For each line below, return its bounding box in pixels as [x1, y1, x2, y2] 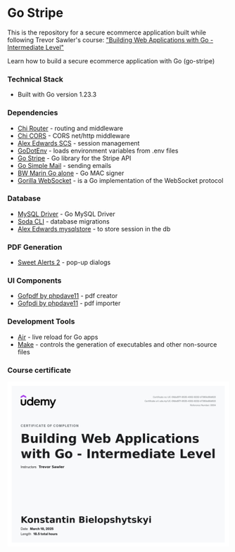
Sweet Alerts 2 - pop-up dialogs [17, 258, 111, 267]
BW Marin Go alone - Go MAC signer [17, 169, 125, 177]
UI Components [7, 276, 62, 285]
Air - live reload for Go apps [17, 333, 99, 341]
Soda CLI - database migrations [17, 217, 110, 226]
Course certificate [7, 365, 72, 375]
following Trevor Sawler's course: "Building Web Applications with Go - [7, 35, 213, 44]
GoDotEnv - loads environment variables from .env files [17, 146, 179, 155]
